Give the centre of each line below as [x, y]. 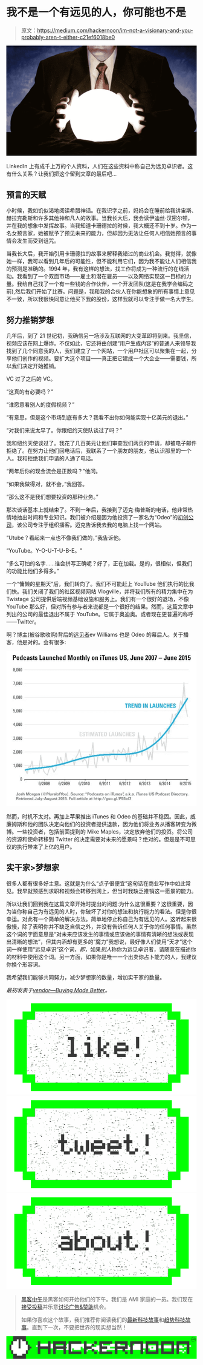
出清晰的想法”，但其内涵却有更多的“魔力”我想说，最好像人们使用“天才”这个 [99, 941]
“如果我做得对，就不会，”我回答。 [47, 484]
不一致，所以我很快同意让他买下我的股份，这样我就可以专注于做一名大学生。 [101, 299]
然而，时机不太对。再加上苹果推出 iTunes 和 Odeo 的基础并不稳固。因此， [98, 816]
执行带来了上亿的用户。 [46, 847]
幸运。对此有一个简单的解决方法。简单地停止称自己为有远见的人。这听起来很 [101, 919]
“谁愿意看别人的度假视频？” [40, 404]
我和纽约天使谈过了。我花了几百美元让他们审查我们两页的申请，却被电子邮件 [101, 443]
